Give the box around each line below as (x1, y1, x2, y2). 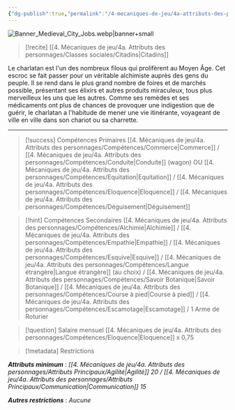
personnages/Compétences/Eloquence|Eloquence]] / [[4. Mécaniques (24, 188, 227, 196)
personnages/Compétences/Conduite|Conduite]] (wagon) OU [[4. (24, 158, 215, 166)
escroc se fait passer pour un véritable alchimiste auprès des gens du (8, 71, 209, 79)
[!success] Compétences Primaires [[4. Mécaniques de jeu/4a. (24, 135, 205, 144)
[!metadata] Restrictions (24, 347, 95, 355)
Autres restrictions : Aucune (8, 395, 91, 404)
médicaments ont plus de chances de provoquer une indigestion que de (8, 100, 215, 109)
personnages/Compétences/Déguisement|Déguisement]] (24, 202, 190, 211)
